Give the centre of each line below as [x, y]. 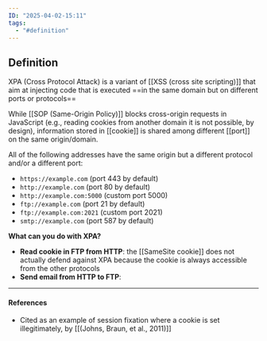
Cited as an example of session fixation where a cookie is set [120, 320]
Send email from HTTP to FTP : [70, 277]
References [28, 302]
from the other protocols [60, 269]
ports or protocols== [43, 99]
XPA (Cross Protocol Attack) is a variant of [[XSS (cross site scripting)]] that [132, 82]
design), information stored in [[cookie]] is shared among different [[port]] [129, 131]
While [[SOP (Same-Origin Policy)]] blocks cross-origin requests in [118, 114]
